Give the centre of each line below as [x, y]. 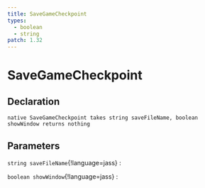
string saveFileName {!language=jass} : [65, 162]
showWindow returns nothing [49, 124]
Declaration [34, 101]
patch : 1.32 [25, 40]
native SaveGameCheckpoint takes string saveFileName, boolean [103, 118]
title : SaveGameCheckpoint [47, 14]
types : [17, 21]
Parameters [34, 146]
